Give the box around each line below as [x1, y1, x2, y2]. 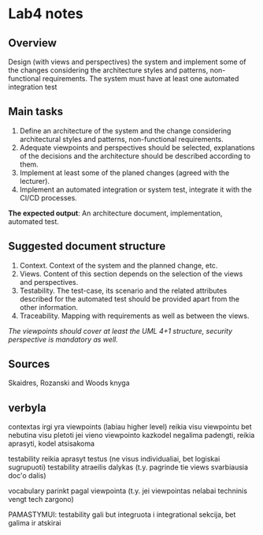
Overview [8, 36, 57, 50]
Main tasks [8, 105, 64, 118]
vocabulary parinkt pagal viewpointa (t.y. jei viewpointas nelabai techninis [8, 486, 248, 496]
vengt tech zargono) [8, 495, 75, 504]
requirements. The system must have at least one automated [42, 74, 239, 83]
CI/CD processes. [19, 193, 77, 202]
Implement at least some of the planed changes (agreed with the [19, 167, 230, 178]
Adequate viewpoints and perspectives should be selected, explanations [19, 143, 255, 152]
